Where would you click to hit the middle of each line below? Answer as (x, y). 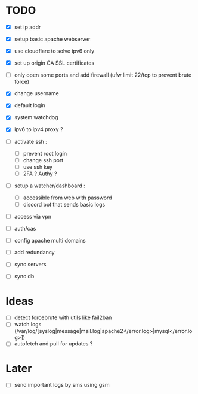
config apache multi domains (50, 241)
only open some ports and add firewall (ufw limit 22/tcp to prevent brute (103, 75)
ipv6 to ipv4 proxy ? (38, 129)
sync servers (30, 265)
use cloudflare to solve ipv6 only (54, 51)
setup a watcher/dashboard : (50, 186)
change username (36, 93)
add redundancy (34, 253)
